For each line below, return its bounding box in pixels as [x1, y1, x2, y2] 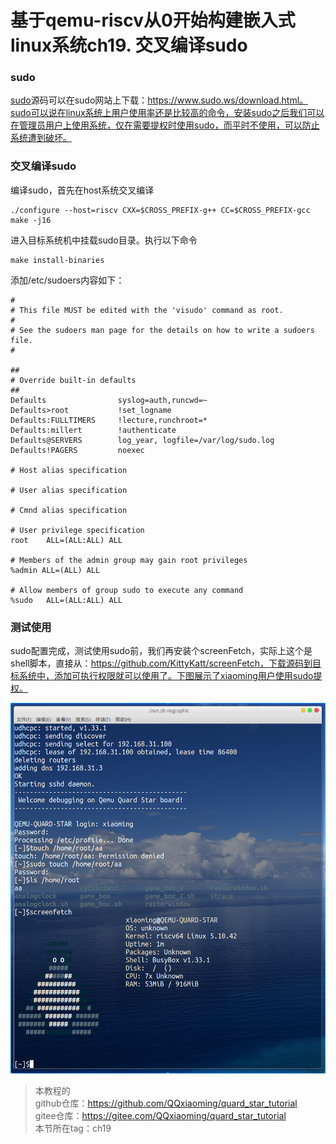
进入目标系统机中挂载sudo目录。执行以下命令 [10, 234, 198, 246]
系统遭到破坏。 [10, 132, 72, 144]
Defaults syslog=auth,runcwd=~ [10, 395, 208, 405]
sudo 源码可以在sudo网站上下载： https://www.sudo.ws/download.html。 [10, 94, 309, 106]
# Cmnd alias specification [10, 505, 128, 515]
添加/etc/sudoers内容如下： [10, 274, 125, 286]
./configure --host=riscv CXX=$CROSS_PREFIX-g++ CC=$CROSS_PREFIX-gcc [10, 205, 311, 215]
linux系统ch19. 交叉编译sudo [10, 34, 248, 57]
